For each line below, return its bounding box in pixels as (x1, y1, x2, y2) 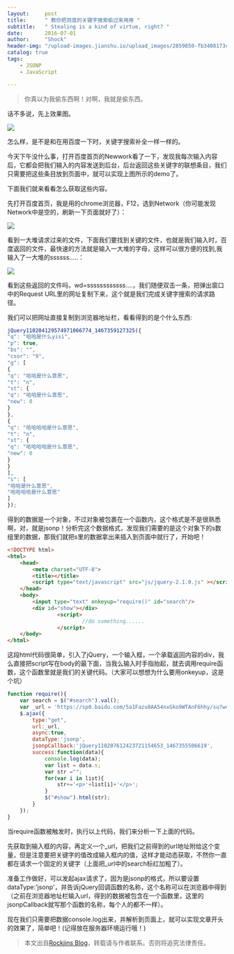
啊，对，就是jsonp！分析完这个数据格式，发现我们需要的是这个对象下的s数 (7, 524, 221, 532)
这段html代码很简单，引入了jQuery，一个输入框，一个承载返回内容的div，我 (7, 650, 225, 659)
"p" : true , (7, 340, 39, 347)
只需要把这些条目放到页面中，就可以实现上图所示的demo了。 (7, 169, 182, 178)
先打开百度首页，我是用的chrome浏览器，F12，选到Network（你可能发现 (7, 199, 216, 208)
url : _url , (32, 723, 61, 730)
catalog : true (7, 49, 49, 56)
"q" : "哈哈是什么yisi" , (7, 334, 71, 341)
